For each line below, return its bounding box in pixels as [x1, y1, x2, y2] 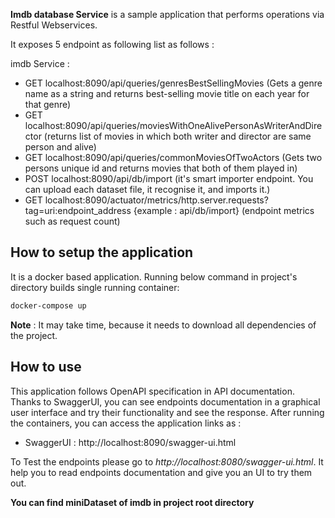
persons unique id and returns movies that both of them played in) [24, 162, 298, 174]
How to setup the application [10, 244, 194, 261]
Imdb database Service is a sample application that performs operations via [10, 9, 325, 20]
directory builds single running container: [10, 281, 180, 293]
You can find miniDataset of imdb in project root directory [10, 496, 255, 508]
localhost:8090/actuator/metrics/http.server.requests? [44, 194, 269, 206]
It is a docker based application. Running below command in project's [10, 270, 298, 283]
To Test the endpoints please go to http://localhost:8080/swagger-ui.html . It [10, 455, 324, 468]
